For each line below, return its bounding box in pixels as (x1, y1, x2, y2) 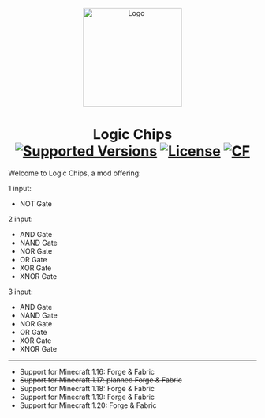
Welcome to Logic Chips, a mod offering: (8, 168, 141, 178)
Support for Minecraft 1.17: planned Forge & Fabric (19, 375, 183, 385)
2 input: (8, 214, 33, 224)
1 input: (8, 183, 32, 193)
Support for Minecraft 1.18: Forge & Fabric (19, 383, 155, 393)
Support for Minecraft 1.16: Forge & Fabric (19, 367, 155, 376)
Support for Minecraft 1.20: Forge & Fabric (19, 400, 157, 410)
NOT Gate (19, 198, 53, 209)
